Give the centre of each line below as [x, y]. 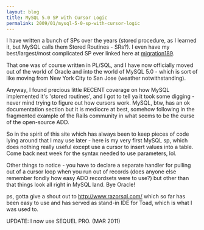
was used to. [22, 209]
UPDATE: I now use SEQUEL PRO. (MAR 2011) [63, 221]
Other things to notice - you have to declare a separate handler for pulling [99, 166]
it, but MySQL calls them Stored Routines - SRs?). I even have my [88, 47]
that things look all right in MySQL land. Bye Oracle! [71, 185]
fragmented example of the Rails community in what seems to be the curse [100, 116]
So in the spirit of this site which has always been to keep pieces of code [98, 134]
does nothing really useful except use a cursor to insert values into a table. [100, 147]
